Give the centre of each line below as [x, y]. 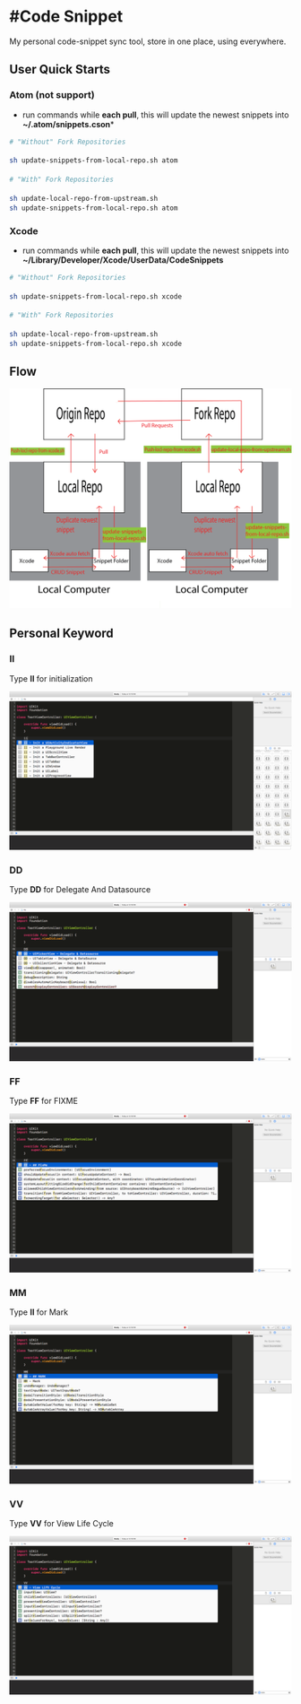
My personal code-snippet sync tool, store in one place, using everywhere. [148, 41]
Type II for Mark [39, 1312]
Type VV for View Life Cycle [62, 1523]
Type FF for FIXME [44, 1101]
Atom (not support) [52, 95]
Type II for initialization [51, 678]
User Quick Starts [60, 70]
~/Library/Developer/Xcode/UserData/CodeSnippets [123, 260]
